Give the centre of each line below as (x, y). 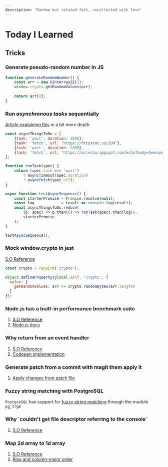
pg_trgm (13, 407)
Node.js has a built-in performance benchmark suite (70, 309)
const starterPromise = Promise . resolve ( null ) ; (64, 198)
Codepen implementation (38, 354)
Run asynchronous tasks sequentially (52, 114)
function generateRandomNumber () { (42, 78)
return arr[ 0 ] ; (30, 96)
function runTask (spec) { (32, 166)
